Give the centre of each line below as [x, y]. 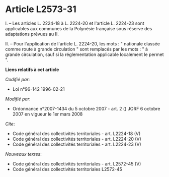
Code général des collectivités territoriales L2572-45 [67, 169]
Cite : [10, 124]
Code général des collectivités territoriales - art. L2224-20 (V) [77, 139]
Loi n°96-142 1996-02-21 [38, 89]
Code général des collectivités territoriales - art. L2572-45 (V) [77, 164]
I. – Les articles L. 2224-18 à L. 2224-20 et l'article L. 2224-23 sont [75, 23]
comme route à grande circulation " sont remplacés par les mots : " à [77, 49]
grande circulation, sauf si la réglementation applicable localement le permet [85, 54]
